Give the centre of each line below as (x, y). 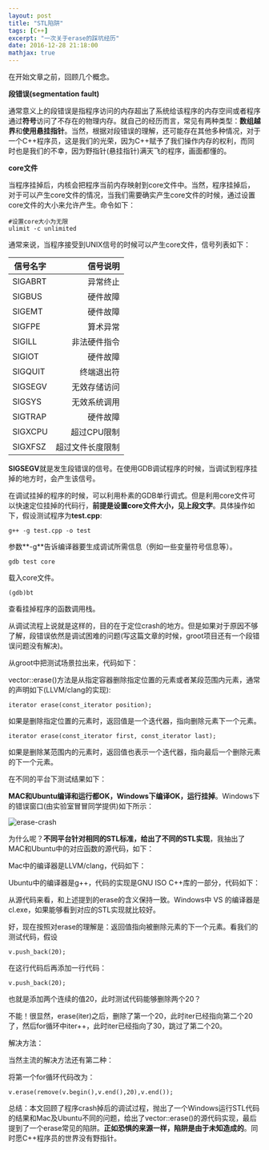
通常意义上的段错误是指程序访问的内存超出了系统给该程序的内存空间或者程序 (134, 111)
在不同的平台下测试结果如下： (57, 779)
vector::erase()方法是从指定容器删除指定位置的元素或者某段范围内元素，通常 (134, 680)
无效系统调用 (96, 402)
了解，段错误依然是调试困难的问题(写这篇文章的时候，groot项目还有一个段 (131, 636)
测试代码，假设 (33, 937)
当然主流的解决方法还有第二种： (61, 1060)
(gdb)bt (21, 593)
